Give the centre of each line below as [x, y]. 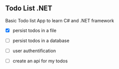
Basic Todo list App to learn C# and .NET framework [60, 20]
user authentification [34, 51]
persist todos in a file [34, 30]
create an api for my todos [40, 61]
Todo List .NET [29, 8]
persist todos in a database [41, 41]
